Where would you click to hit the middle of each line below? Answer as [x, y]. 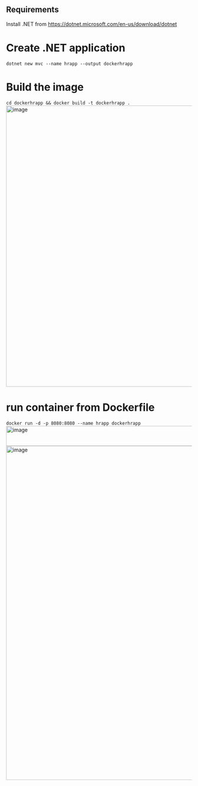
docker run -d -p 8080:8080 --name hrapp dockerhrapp [74, 423]
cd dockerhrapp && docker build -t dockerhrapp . [68, 103]
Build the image [45, 87]
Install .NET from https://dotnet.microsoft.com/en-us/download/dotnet [92, 24]
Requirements [32, 10]
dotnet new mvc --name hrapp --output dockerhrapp [70, 64]
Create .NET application [66, 48]
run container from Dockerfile [80, 407]
